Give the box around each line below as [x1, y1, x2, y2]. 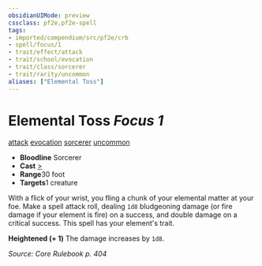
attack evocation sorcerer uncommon [8, 137, 130, 147]
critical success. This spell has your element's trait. [8, 219, 175, 228]
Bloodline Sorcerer [19, 153, 82, 163]
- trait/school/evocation [8, 56, 93, 64]
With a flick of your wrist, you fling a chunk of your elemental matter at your [8, 193, 254, 203]
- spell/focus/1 [8, 41, 62, 49]
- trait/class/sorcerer [8, 63, 87, 71]
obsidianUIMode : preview [8, 11, 90, 20]
